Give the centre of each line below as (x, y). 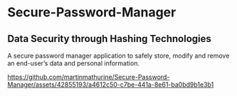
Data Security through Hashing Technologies (110, 39)
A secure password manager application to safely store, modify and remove (118, 55)
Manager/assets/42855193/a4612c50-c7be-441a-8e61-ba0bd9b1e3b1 (111, 85)
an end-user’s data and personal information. (74, 63)
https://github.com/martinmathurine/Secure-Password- (89, 77)
